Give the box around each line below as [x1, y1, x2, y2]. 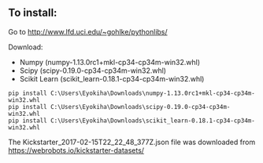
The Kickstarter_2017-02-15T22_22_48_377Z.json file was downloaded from [8, 137, 256, 147]
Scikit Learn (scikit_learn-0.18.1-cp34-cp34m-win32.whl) [19, 74, 205, 83]
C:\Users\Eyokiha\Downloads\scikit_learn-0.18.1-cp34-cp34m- [50, 117, 256, 125]
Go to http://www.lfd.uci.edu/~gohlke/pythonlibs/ [8, 27, 168, 36]
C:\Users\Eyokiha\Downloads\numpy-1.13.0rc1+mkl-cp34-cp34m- [50, 89, 256, 97]
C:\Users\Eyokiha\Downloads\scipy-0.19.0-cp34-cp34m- [50, 103, 231, 110]
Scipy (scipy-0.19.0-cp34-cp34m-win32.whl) [19, 66, 167, 75]
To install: [8, 6, 57, 20]
